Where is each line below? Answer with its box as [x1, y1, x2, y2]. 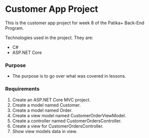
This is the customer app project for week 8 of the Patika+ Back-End [5, 20, 145, 26]
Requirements [5, 86, 40, 92]
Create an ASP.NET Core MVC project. [12, 96, 91, 102]
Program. [5, 25, 24, 31]
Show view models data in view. [12, 128, 77, 134]
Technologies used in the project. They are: [5, 35, 94, 41]
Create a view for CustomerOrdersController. [12, 123, 104, 129]
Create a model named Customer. [12, 102, 81, 108]
